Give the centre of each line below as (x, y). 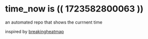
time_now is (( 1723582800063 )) (74, 9)
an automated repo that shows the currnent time (54, 22)
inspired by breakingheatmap (35, 31)
